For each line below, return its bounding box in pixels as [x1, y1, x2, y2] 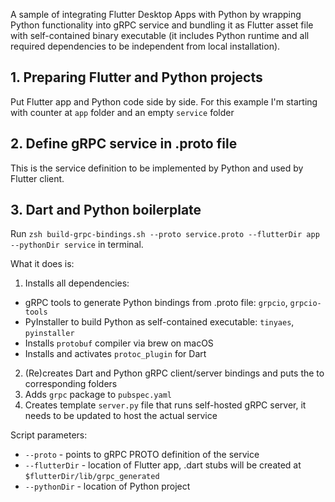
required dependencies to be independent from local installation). [10, 40, 281, 52]
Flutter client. [10, 172, 65, 184]
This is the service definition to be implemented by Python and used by [10, 162, 304, 174]
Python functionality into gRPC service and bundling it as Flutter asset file [10, 19, 314, 31]
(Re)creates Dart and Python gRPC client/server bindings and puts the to [24, 367, 325, 379]
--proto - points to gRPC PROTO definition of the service [24, 449, 260, 461]
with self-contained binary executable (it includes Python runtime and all [10, 30, 310, 41]
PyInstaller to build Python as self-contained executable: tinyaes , [24, 316, 295, 328]
